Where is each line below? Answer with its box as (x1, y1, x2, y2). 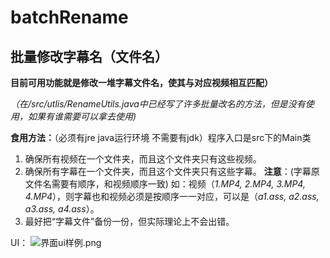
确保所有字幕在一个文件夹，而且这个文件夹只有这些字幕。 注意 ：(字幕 (24, 166, 312, 177)
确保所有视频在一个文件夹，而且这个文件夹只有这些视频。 (24, 153, 262, 165)
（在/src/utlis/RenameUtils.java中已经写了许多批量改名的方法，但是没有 (10, 98, 306, 110)
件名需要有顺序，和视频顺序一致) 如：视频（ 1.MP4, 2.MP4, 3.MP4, (33, 178, 306, 190)
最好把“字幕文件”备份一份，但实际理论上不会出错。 (24, 216, 235, 227)
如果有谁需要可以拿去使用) (27, 111, 137, 122)
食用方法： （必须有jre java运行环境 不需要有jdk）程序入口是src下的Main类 (10, 132, 312, 143)
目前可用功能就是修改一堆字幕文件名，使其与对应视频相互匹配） (10, 77, 273, 88)
